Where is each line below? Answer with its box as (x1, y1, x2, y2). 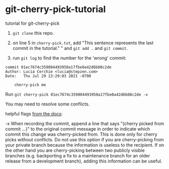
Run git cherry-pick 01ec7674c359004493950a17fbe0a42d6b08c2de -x (5, 91, 148, 97)
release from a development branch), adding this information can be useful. (5, 158, 162, 164)
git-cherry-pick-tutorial (5, 4, 106, 15)
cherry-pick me (14, 82, 46, 87)
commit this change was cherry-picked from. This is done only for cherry (5, 131, 157, 137)
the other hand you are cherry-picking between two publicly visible (5, 147, 145, 153)
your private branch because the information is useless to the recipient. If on (5, 142, 164, 148)
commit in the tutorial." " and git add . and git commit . (12, 45, 128, 51)
